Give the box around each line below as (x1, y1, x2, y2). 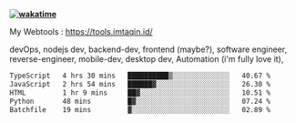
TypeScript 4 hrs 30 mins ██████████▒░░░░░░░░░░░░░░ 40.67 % (9, 71, 271, 80)
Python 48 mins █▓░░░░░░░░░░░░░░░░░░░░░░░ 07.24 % (9, 97, 271, 106)
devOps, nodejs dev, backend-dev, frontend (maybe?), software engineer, (9, 44, 288, 55)
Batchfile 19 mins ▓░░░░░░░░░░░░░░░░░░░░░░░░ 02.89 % (9, 105, 271, 114)
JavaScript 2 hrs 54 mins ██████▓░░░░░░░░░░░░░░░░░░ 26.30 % (9, 79, 271, 88)
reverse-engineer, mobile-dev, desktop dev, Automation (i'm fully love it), (9, 54, 284, 64)
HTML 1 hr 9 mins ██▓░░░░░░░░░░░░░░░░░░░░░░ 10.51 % (9, 87, 271, 97)
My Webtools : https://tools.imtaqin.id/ (9, 26, 153, 36)
